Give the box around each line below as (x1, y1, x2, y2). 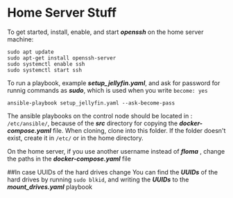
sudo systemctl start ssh (7, 66, 82, 73)
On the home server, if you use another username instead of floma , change (7, 147, 225, 155)
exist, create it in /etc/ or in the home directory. (7, 134, 144, 142)
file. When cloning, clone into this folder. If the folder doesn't (53, 126, 226, 134)
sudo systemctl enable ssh (7, 60, 85, 67)
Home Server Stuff (7, 5, 116, 21)
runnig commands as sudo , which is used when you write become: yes (7, 86, 208, 94)
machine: (7, 35, 34, 43)
